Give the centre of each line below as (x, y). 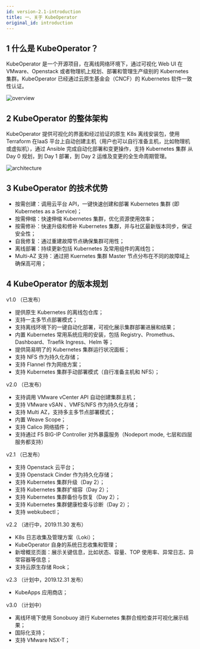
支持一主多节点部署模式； (46, 319)
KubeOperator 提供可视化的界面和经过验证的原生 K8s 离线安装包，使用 (93, 134)
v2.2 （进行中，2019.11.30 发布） (46, 524)
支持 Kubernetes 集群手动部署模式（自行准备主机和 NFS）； (87, 372)
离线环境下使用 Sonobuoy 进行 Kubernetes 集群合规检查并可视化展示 (99, 617)
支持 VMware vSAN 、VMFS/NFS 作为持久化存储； (77, 404)
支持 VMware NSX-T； (42, 640)
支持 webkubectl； (38, 512)
